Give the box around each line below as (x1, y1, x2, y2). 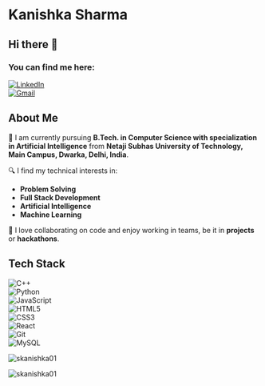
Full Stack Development (19, 192, 101, 202)
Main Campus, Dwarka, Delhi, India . (8, 150, 129, 159)
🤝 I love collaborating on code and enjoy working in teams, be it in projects (8, 225, 255, 235)
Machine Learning (19, 210, 82, 219)
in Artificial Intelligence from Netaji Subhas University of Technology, (8, 141, 243, 151)
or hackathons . (8, 234, 60, 243)
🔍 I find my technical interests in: (8, 166, 118, 175)
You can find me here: (8, 62, 96, 73)
